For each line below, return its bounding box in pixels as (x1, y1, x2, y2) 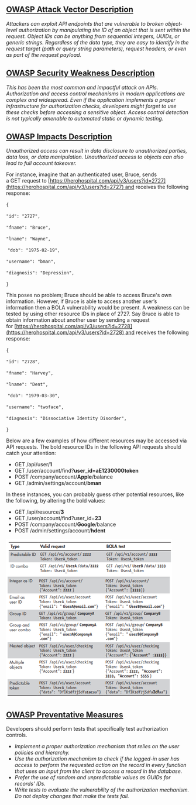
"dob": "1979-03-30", (7, 393, 60, 399)
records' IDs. (14, 780, 46, 787)
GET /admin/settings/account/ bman (14, 480, 102, 487)
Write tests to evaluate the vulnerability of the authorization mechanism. (14, 786, 190, 793)
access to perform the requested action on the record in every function (14, 762, 187, 769)
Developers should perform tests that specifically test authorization (6, 725, 169, 732)
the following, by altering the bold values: (6, 497, 106, 504)
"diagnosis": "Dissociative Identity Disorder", (6, 415, 127, 422)
